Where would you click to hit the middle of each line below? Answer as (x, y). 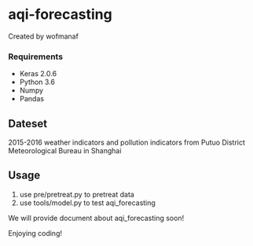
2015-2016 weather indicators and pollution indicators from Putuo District (127, 142)
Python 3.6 (37, 82)
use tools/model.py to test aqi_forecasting (87, 203)
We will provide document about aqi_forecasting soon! (96, 218)
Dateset (28, 123)
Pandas (32, 99)
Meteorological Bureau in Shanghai (65, 151)
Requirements (36, 57)
